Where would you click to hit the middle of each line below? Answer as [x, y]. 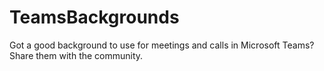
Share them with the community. [76, 55]
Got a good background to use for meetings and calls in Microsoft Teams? [162, 45]
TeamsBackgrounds [94, 17]
